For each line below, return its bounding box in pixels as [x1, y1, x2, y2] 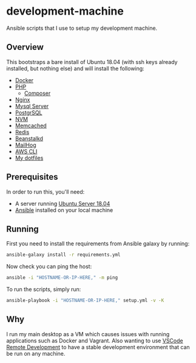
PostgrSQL [15, 108, 42, 116]
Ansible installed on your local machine [15, 206, 113, 214]
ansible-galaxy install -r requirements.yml [6, 252, 121, 258]
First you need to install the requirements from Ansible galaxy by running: [6, 240, 190, 247]
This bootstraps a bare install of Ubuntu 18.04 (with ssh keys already [6, 58, 178, 65]
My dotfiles [15, 154, 44, 161]
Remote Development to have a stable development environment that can [6, 343, 190, 351]
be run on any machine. [6, 350, 66, 357]
